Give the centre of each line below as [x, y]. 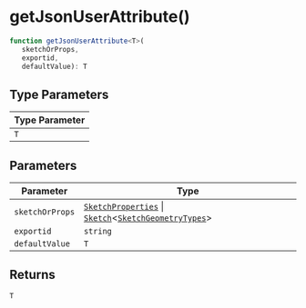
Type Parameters [59, 94]
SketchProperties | [123, 206]
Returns [33, 275]
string [97, 232]
